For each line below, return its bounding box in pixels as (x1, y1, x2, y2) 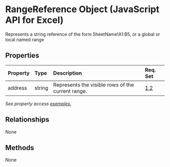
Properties (5, 51, 39, 60)
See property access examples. (5, 101, 72, 107)
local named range (5, 37, 45, 43)
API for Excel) (5, 14, 64, 26)
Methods (5, 143, 34, 152)
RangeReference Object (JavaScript (5, 4, 160, 15)
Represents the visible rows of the (53, 81, 134, 88)
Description (53, 70, 82, 77)
